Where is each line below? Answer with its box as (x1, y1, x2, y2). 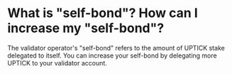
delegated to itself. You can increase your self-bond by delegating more (7, 51, 218, 60)
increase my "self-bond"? (7, 20, 165, 36)
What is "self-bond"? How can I (7, 5, 199, 21)
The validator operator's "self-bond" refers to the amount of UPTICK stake (7, 43, 225, 52)
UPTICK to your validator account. (7, 58, 108, 67)
